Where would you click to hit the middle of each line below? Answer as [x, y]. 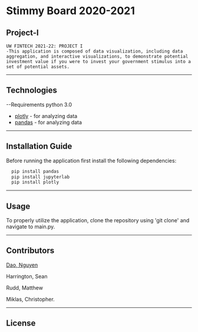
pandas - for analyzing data [48, 122]
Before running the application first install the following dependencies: [91, 160]
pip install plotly [35, 182]
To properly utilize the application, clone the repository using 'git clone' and [98, 221]
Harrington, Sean [27, 276]
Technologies [32, 91]
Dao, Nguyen [22, 265]
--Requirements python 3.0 [39, 104]
